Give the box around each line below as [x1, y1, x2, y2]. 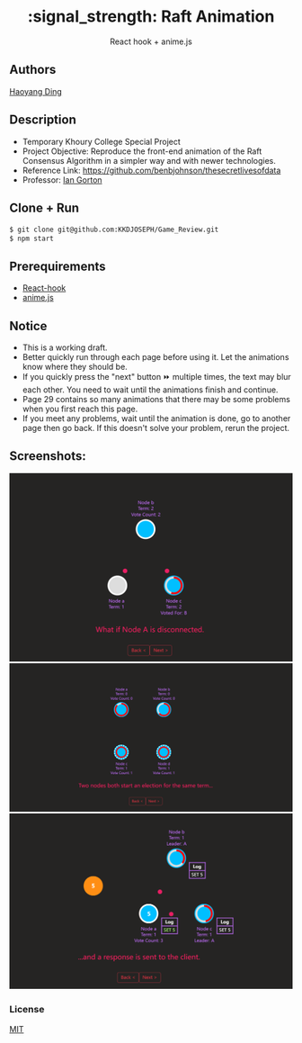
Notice [9, 318, 48, 334]
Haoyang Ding [9, 85, 63, 96]
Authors [9, 62, 57, 77]
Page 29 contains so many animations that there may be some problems [22, 394, 290, 404]
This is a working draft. [22, 342, 108, 353]
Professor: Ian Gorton [22, 174, 102, 185]
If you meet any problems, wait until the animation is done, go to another [22, 413, 291, 424]
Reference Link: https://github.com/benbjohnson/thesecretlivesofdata [22, 165, 281, 175]
